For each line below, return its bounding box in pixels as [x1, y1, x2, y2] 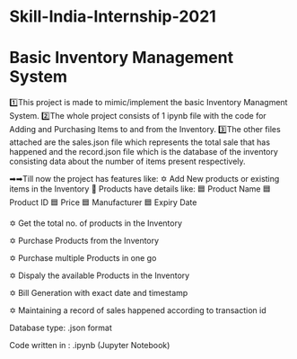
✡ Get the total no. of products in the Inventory [9, 218, 182, 229]
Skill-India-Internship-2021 [9, 6, 217, 27]
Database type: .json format [9, 322, 112, 334]
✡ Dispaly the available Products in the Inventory [9, 270, 190, 281]
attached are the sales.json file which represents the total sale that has [9, 137, 271, 148]
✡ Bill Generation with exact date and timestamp [9, 288, 188, 299]
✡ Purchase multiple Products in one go [9, 253, 157, 264]
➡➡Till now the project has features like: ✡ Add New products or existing [9, 174, 280, 184]
